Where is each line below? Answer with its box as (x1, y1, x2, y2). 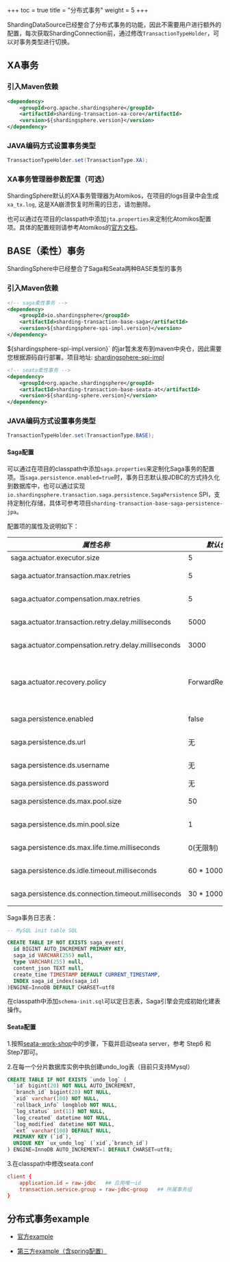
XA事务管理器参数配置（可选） (7, 174, 109, 184)
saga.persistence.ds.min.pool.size (10, 819, 120, 829)
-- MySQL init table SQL (7, 927, 78, 934)
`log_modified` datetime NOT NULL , (13, 1121, 115, 1128)
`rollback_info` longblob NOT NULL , (13, 1102, 118, 1109)
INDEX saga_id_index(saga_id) (13, 977, 99, 984)
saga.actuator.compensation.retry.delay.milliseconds (10, 640, 181, 650)
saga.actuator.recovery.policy (10, 677, 107, 687)
